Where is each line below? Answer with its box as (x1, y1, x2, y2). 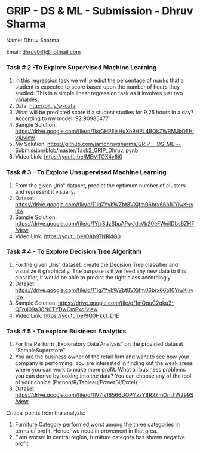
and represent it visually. (14, 188, 76, 195)
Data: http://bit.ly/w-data (14, 102, 76, 110)
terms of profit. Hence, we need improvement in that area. (14, 427, 158, 434)
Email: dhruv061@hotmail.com (6, 48, 81, 55)
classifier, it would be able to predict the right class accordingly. (14, 273, 172, 281)
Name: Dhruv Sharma (6, 37, 60, 44)
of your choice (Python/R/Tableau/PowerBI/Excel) (14, 379, 137, 386)
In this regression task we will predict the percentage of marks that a (14, 77, 184, 84)
